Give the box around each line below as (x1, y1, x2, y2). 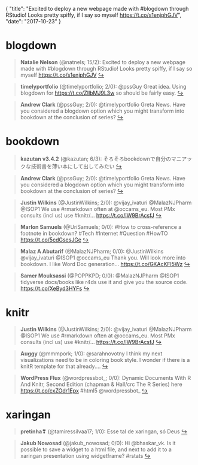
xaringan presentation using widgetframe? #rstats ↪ (20, 452, 151, 459)
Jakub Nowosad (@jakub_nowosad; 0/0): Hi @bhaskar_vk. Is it (20, 439, 176, 446)
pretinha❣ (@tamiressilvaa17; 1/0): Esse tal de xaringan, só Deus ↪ (20, 428, 188, 435)
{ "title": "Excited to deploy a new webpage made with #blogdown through (5, 5, 189, 12)
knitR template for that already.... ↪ (20, 363, 108, 370)
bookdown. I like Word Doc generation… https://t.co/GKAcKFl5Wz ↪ (20, 260, 191, 267)
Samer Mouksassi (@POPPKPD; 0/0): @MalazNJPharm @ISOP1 (20, 272, 179, 279)
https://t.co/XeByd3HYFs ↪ (20, 285, 90, 292)
